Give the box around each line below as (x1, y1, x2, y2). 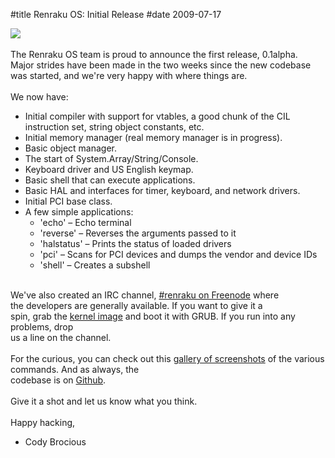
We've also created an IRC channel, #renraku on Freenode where (10, 289, 280, 301)
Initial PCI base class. (24, 195, 113, 207)
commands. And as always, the (10, 364, 140, 375)
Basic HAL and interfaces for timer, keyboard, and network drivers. (24, 185, 301, 196)
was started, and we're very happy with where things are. (10, 70, 248, 81)
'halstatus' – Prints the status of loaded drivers (39, 238, 232, 249)
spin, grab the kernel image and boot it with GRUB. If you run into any (10, 310, 296, 322)
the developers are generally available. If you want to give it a (10, 300, 263, 311)
